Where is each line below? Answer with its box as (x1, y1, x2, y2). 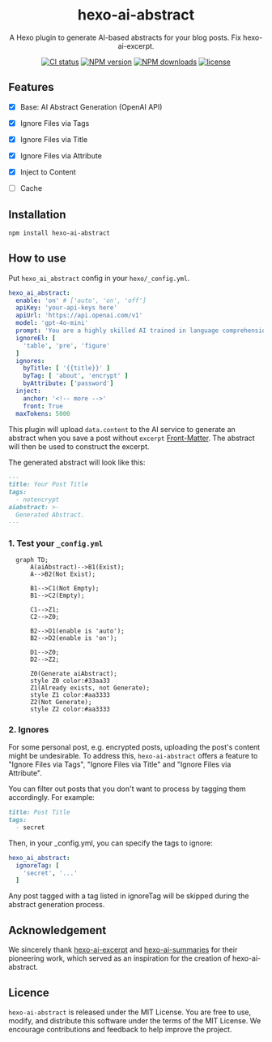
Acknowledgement (8, 923, 107, 937)
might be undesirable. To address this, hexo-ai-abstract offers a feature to (8, 751, 258, 761)
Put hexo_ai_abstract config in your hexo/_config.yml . (8, 273, 190, 283)
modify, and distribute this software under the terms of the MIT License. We (8, 1015, 261, 1025)
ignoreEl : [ (15, 334, 57, 342)
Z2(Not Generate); (29, 698, 92, 706)
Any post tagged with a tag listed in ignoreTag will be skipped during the (8, 891, 249, 901)
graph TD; (15, 556, 49, 564)
